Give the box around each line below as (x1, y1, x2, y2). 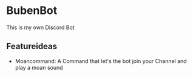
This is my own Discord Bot (6, 24, 75, 31)
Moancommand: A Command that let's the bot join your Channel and (15, 57, 187, 64)
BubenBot (6, 4, 58, 18)
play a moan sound (15, 64, 63, 71)
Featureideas (6, 41, 58, 52)
